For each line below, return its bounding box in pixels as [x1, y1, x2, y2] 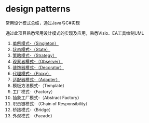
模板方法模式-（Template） [12, 82, 67, 88]
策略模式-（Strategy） [12, 52, 57, 58]
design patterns [5, 3, 70, 14]
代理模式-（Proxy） [12, 70, 52, 76]
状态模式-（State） [12, 46, 51, 52]
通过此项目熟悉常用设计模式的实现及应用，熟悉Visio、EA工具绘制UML [5, 30, 144, 36]
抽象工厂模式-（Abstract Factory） [12, 95, 82, 100]
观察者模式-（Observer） [12, 58, 63, 64]
